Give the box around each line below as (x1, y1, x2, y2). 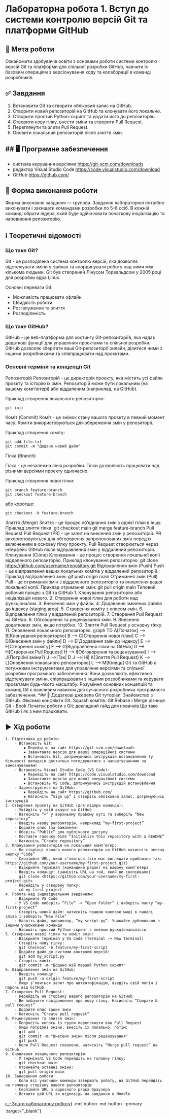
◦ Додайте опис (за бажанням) (14, 825, 79, 830)
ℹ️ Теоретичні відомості (5, 231, 81, 240)
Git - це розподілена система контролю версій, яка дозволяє (5, 258, 138, 264)
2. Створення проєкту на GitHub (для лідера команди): (5, 802, 124, 808)
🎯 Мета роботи (5, 45, 55, 53)
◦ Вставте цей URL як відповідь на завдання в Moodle (14, 1091, 130, 1096)
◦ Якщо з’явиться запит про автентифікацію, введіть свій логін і (14, 980, 158, 986)
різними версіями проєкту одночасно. (5, 468, 89, 474)
